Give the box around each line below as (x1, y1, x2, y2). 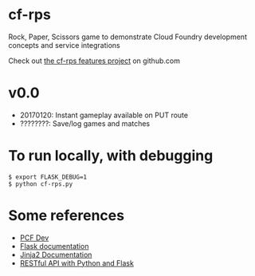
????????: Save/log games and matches (19, 118, 151, 128)
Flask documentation (19, 241, 89, 250)
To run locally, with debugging (8, 147, 214, 165)
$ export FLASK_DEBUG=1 (8, 173, 88, 181)
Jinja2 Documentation (19, 250, 92, 259)
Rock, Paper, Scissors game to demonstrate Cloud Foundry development (8, 32, 247, 41)
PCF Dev (19, 233, 49, 242)
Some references (8, 207, 125, 224)
